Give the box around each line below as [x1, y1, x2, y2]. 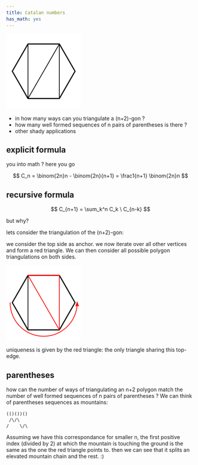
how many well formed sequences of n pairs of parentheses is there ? [14, 121, 187, 128]
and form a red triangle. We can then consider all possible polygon [6, 247, 170, 254]
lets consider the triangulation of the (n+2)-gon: [6, 229, 124, 236]
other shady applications [14, 127, 77, 134]
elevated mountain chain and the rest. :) [6, 452, 105, 460]
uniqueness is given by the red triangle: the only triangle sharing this [6, 346, 175, 353]
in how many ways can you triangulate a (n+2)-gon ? [14, 115, 145, 122]
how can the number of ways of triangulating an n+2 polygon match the [6, 386, 184, 393]
